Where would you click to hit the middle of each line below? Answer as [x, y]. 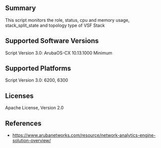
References [23, 123]
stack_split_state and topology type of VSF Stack [55, 25]
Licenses [19, 96]
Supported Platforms [38, 69]
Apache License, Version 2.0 [34, 108]
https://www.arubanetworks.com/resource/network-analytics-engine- [84, 135]
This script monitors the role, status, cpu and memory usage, [67, 20]
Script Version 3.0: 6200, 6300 [37, 80]
